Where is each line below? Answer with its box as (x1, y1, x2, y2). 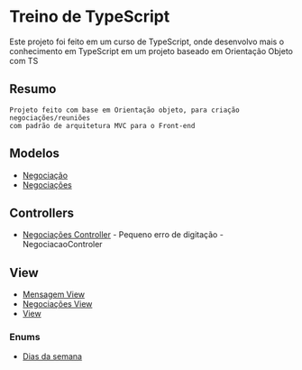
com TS (9, 55, 39, 66)
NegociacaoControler (22, 239, 103, 250)
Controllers (9, 205, 75, 220)
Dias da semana (22, 351, 83, 362)
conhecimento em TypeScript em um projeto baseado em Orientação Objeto (9, 45, 293, 56)
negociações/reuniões (9, 113, 91, 123)
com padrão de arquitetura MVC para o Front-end (9, 121, 196, 130)
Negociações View (22, 299, 93, 310)
